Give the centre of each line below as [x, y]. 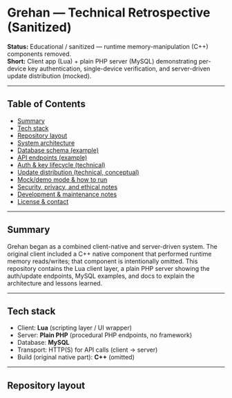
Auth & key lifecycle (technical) [61, 164]
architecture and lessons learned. [55, 283]
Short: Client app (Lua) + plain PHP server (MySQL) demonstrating [103, 61]
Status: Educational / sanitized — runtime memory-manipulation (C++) [108, 46]
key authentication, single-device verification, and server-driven [119, 68]
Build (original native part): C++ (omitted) [76, 357]
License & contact [43, 201]
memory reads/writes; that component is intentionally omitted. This [103, 261]
